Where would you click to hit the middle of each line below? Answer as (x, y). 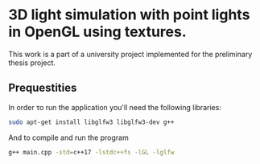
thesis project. (32, 63)
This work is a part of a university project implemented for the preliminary (130, 54)
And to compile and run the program (68, 137)
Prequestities (43, 88)
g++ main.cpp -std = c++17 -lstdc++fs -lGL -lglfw (91, 152)
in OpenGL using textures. (97, 32)
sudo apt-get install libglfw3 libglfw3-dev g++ (91, 122)
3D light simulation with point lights (129, 15)
